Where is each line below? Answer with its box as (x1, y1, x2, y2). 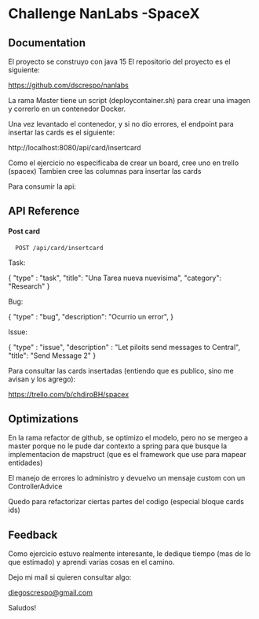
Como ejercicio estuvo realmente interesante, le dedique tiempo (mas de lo (8, 549, 251, 558)
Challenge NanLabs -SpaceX (8, 5, 200, 23)
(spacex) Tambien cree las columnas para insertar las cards (8, 167, 202, 175)
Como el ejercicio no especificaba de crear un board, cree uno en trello (8, 158, 239, 168)
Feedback (8, 528, 58, 541)
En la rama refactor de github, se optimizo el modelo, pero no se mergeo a (8, 433, 249, 443)
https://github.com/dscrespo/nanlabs (8, 80, 129, 90)
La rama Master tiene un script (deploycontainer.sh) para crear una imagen (8, 96, 251, 105)
